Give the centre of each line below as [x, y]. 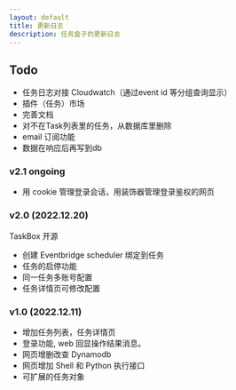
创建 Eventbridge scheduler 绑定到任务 [93, 255]
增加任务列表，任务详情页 [69, 332]
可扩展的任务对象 [53, 377]
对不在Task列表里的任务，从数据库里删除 [97, 126]
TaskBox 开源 [34, 235]
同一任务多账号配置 [57, 277]
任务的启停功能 [49, 266]
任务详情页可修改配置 [61, 288]
